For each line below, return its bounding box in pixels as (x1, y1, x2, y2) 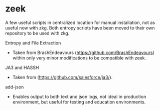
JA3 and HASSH (5, 64, 39, 70)
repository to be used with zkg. (5, 30, 70, 36)
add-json (5, 83, 24, 90)
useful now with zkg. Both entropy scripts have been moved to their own (5, 24, 155, 30)
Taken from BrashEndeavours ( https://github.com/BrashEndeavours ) (12, 49, 154, 55)
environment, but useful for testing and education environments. (12, 98, 146, 105)
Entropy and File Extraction (5, 39, 61, 45)
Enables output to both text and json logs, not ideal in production (12, 93, 146, 99)
